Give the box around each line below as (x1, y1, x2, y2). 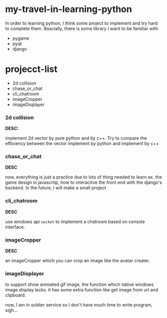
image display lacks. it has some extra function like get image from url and (5, 287, 158, 293)
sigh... (5, 307, 18, 313)
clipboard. (5, 292, 26, 298)
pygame (12, 35, 29, 41)
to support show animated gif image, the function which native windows (5, 281, 154, 287)
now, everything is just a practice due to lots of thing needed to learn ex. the (5, 174, 162, 180)
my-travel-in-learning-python (5, 4, 132, 15)
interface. (5, 224, 25, 230)
